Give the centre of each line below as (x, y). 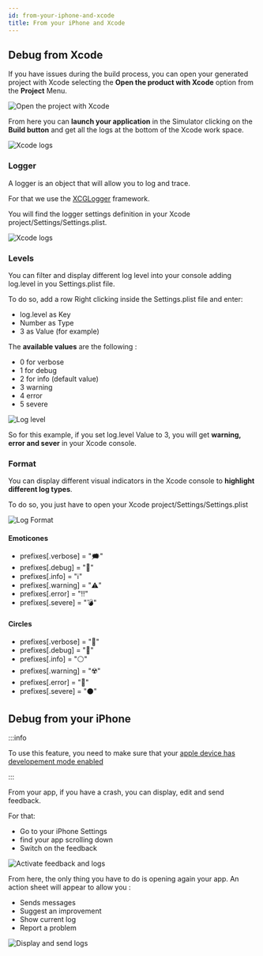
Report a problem (48, 928)
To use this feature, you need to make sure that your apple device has (122, 753)
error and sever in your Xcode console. (72, 443)
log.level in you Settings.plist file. (62, 284)
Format (23, 463)
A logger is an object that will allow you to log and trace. (100, 183)
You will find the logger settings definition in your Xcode (100, 214)
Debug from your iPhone (70, 719)
